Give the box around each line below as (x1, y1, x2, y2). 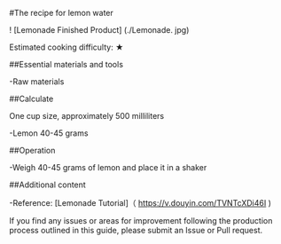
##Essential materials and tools (9, 59, 124, 69)
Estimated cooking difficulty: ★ (9, 42, 124, 52)
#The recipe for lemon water (9, 8, 113, 18)
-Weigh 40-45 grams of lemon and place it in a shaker (9, 162, 207, 172)
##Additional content (9, 179, 86, 190)
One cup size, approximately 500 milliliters (9, 111, 165, 121)
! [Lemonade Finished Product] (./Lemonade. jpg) (9, 25, 190, 35)
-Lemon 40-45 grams (9, 128, 89, 138)
